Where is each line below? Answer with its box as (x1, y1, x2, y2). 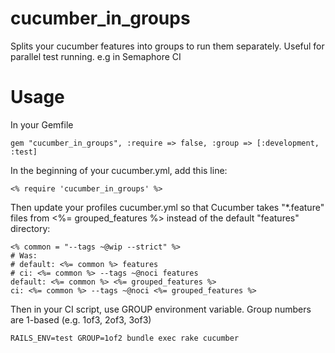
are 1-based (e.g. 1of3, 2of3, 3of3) (10, 313, 152, 326)
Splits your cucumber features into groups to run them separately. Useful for (10, 40, 325, 52)
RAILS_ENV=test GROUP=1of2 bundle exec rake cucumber (10, 333, 240, 343)
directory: (10, 222, 51, 234)
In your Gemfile (10, 118, 74, 131)
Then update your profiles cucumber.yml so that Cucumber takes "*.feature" (10, 201, 325, 213)
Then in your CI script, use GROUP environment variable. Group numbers (10, 303, 312, 315)
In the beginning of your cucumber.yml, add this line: (10, 164, 228, 176)
